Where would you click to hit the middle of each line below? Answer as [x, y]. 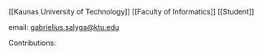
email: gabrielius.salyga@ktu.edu [64, 27]
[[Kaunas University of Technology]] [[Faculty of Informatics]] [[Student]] [131, 12]
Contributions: [33, 43]
